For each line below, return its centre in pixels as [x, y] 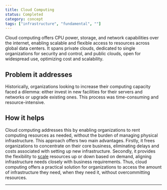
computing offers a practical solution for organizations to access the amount [83, 167]
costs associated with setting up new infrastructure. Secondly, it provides [80, 151]
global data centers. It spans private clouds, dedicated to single [70, 48]
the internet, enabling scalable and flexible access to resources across [78, 43]
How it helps [25, 118]
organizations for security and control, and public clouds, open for [73, 54]
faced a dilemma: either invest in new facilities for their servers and [74, 92]
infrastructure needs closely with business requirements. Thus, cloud [76, 162]
